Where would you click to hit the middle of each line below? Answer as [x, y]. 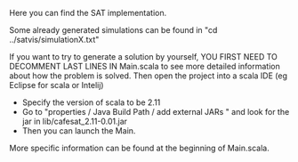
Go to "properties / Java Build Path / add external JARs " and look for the [156, 112]
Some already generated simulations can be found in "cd [113, 30]
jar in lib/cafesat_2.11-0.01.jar [74, 121]
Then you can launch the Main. [79, 131]
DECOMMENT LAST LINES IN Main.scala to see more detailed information [145, 66]
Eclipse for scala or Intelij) [56, 85]
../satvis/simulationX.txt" [54, 40]
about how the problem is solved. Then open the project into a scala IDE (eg [148, 76]
